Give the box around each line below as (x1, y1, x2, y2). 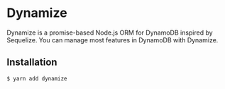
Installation (6, 57, 57, 69)
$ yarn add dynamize (6, 75, 68, 82)
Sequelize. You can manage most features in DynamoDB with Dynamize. (6, 35, 219, 44)
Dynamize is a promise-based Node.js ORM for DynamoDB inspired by (6, 28, 214, 37)
